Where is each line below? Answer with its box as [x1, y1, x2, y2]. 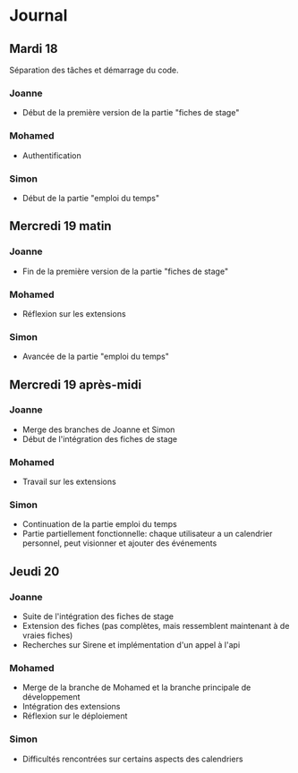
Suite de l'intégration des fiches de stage [21, 611, 175, 622]
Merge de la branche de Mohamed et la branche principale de [21, 682, 251, 693]
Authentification [21, 149, 82, 161]
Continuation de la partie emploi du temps [21, 519, 177, 530]
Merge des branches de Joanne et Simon [21, 424, 175, 435]
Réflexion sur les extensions [21, 308, 127, 319]
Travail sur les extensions [21, 476, 116, 488]
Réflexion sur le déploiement [21, 710, 128, 721]
